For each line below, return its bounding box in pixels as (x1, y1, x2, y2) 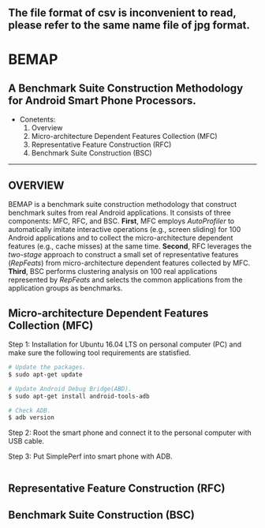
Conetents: (19, 114, 56, 125)
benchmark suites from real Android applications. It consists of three (8, 208, 231, 218)
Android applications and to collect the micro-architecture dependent (8, 233, 233, 243)
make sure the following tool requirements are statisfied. (8, 348, 192, 358)
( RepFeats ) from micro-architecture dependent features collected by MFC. (8, 258, 251, 268)
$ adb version (8, 414, 55, 421)
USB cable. (8, 436, 45, 446)
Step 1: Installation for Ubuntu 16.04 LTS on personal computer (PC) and (8, 339, 242, 350)
